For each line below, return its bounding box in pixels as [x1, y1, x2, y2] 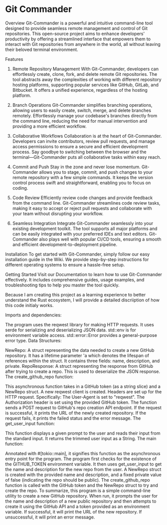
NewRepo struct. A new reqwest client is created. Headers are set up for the [5, 388, 162, 395]
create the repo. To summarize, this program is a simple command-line [5, 488, 151, 494]
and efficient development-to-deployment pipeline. [12, 241, 118, 248]
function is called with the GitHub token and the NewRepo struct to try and [5, 482, 159, 488]
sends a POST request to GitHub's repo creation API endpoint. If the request [5, 404, 162, 410]
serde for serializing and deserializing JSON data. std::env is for [5, 327, 136, 333]
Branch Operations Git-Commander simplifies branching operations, [12, 102, 153, 108]
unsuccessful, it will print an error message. [5, 514, 95, 520]
